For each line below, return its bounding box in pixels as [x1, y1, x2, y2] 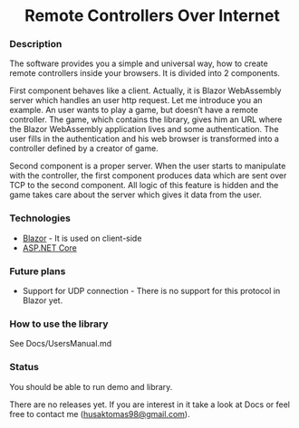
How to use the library [9, 318, 109, 330]
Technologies [9, 212, 71, 224]
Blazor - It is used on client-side [22, 233, 142, 243]
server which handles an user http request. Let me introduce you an [9, 95, 263, 106]
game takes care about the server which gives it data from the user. [9, 189, 263, 200]
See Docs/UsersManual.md [9, 338, 111, 349]
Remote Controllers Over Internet [24, 5, 281, 26]
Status [9, 361, 39, 374]
